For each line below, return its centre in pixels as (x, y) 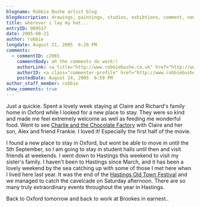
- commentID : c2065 (36, 56)
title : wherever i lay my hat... (48, 23)
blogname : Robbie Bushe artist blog (51, 12)
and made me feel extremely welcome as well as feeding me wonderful (93, 118)
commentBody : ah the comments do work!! (68, 61)
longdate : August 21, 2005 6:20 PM (51, 45)
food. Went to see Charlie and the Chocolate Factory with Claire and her (94, 125)
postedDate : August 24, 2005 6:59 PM (65, 78)
